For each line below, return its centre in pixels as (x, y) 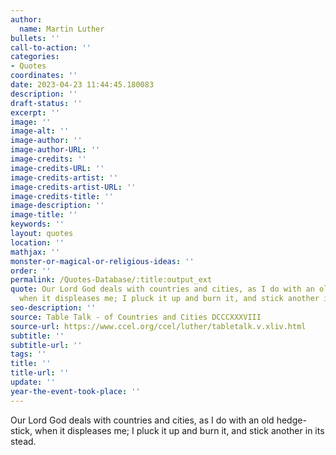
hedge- (291, 420)
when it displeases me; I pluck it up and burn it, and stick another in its (179, 430)
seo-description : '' (53, 308)
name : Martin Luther (62, 29)
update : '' (33, 382)
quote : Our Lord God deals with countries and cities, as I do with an (162, 289)
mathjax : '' (35, 252)
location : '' (37, 242)
